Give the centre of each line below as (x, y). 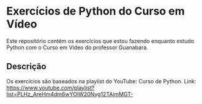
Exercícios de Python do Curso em (95, 11)
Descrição (26, 67)
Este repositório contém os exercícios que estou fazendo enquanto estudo (100, 41)
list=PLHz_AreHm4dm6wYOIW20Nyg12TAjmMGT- (70, 94)
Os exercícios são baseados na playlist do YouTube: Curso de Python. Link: (101, 81)
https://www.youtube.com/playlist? (50, 88)
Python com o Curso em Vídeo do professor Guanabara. (77, 47)
